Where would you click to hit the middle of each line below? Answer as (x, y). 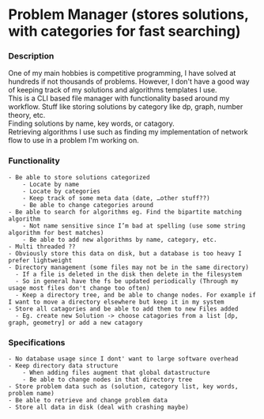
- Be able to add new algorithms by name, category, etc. (120, 240)
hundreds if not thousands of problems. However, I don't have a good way (129, 81)
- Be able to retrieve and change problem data (88, 401)
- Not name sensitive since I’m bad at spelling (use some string (134, 226)
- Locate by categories (62, 191)
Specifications (37, 342)
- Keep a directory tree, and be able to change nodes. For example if (136, 295)
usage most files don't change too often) (79, 288)
